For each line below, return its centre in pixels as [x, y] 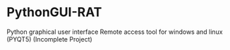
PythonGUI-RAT [54, 12]
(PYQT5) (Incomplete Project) [49, 39]
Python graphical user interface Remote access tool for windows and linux [115, 32]
